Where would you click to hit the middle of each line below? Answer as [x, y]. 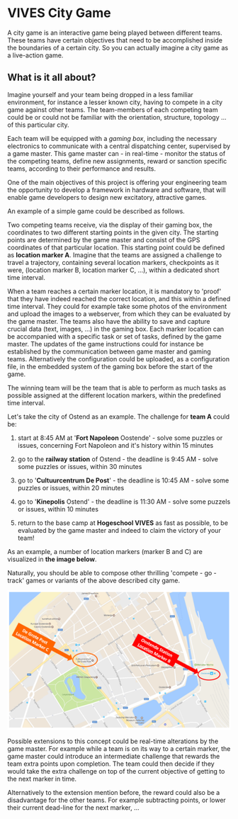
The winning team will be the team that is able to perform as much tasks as [117, 388]
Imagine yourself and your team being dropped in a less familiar [100, 94]
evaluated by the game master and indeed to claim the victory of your [119, 530]
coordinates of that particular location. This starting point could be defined [116, 247]
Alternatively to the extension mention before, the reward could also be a [114, 792]
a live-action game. [35, 55]
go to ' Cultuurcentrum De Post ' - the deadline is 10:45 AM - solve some [123, 480]
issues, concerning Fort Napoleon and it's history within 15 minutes [115, 445]
